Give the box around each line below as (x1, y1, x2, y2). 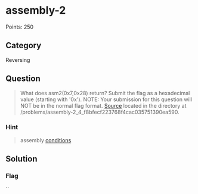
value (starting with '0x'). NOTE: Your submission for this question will (20, 96, 192, 103)
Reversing (5, 56, 30, 63)
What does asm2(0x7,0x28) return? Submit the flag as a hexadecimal (20, 89, 190, 96)
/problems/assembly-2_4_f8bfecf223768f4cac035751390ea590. (20, 108, 180, 115)
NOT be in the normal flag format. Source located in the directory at (20, 102, 187, 109)
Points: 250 (5, 23, 34, 30)
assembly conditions (20, 136, 72, 143)
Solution (5, 154, 38, 164)
